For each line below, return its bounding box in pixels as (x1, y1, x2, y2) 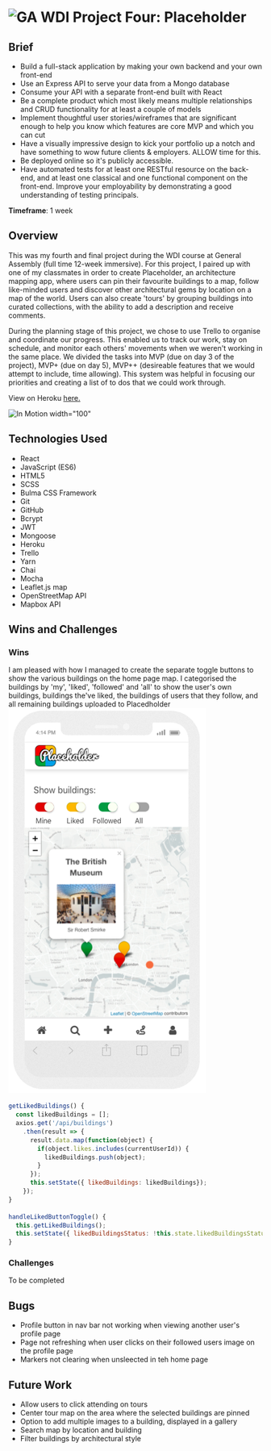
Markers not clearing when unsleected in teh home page (19, 1355, 208, 1365)
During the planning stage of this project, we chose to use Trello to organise (8, 326, 261, 336)
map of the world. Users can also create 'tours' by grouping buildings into (8, 293, 254, 302)
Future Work (8, 1378, 73, 1391)
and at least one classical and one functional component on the (36, 173, 248, 182)
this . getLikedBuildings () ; (15, 1221, 106, 1229)
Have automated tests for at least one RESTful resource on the (19, 165, 228, 173)
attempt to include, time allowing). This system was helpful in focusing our (8, 369, 256, 378)
